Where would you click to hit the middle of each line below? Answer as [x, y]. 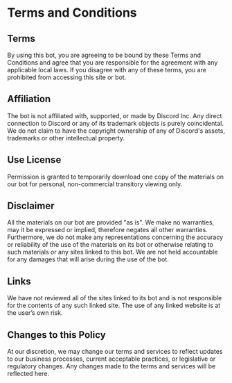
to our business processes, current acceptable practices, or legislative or [111, 359]
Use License [34, 160]
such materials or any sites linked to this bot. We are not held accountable [113, 252]
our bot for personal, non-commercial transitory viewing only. [95, 184]
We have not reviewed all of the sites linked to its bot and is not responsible [115, 298]
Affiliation [29, 99]
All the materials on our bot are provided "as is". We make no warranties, [111, 222]
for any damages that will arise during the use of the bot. [88, 259]
